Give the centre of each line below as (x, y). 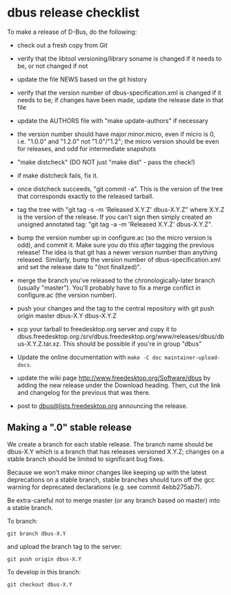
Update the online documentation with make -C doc (89, 357)
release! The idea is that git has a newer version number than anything (117, 252)
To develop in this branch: (44, 572)
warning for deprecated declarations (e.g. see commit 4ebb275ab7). (104, 487)
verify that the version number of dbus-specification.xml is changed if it (119, 92)
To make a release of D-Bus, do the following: (72, 32)
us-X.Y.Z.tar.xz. (39, 344)
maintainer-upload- (192, 358)
